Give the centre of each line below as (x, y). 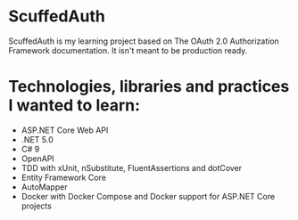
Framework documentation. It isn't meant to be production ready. (128, 50)
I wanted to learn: (74, 106)
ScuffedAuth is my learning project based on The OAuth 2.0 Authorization (144, 41)
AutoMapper (44, 187)
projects (37, 206)
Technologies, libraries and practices (149, 87)
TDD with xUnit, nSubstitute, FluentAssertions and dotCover (132, 167)
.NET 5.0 (37, 139)
